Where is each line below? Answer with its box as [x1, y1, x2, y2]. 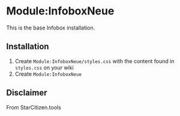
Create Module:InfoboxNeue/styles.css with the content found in [14, 57, 175, 64]
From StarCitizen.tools [6, 103, 61, 111]
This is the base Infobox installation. [6, 24, 95, 31]
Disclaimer [6, 88, 47, 98]
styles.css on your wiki [14, 64, 74, 71]
